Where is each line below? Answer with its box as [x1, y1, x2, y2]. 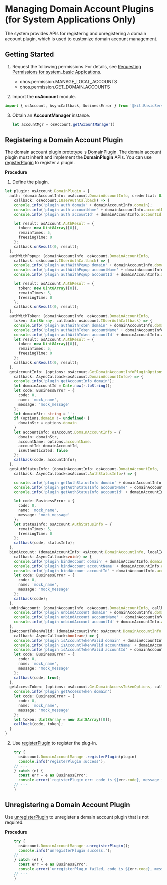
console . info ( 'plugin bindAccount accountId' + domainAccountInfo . [14, 568, 157, 573]
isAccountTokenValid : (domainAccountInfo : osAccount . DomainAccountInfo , [9, 628, 164, 634]
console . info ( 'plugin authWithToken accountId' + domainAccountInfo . [14, 332, 162, 337]
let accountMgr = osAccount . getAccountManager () [12, 122, 115, 127]
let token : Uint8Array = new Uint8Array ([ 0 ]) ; [14, 717, 112, 722]
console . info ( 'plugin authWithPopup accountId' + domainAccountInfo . [14, 272, 162, 277]
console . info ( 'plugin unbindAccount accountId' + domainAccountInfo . [14, 619, 162, 625]
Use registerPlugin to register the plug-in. [12, 740, 98, 746]
